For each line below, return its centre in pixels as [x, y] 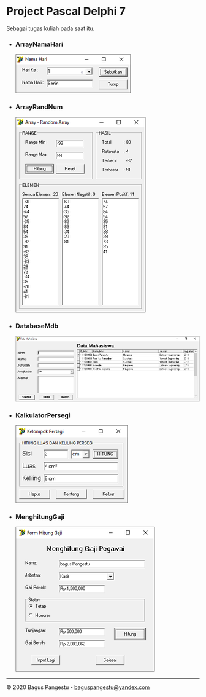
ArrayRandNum [39, 107]
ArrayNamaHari [39, 44]
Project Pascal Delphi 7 [66, 11]
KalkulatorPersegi [43, 415]
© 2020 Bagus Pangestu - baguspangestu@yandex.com [78, 687]
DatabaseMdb [37, 326]
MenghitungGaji [40, 516]
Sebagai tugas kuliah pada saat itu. [51, 28]
